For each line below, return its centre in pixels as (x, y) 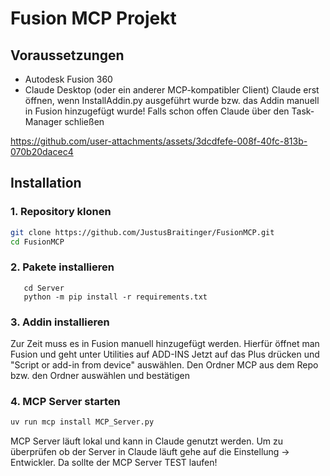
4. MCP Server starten (65, 401)
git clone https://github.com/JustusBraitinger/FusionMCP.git (142, 232)
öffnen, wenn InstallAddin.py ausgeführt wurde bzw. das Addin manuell (172, 100)
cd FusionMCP (37, 242)
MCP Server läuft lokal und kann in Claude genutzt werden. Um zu (147, 441)
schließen (84, 121)
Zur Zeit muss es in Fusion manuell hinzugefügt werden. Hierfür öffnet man (165, 344)
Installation (46, 183)
